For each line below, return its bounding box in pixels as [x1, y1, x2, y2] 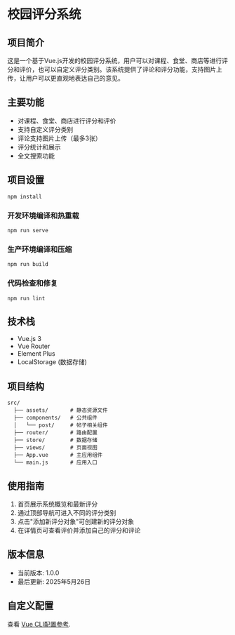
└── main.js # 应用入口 [13, 459, 98, 467]
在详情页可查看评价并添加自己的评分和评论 [17, 526, 141, 534]
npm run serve [7, 227, 49, 234]
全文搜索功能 [17, 152, 55, 160]
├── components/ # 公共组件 [13, 415, 98, 422]
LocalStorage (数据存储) [17, 358, 88, 366]
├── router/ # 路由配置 [13, 429, 98, 436]
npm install [7, 193, 42, 200]
